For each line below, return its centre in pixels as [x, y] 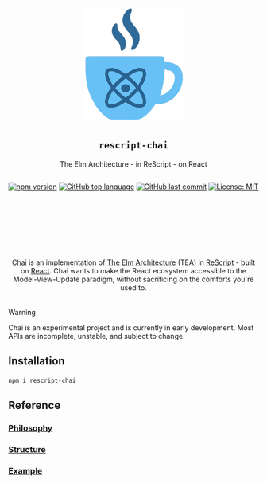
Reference [35, 405]
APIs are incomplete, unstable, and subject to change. [97, 336]
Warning [22, 312]
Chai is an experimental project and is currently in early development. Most [131, 327]
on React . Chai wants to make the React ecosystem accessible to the [133, 270]
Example [25, 470]
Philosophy [31, 427]
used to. [133, 287]
